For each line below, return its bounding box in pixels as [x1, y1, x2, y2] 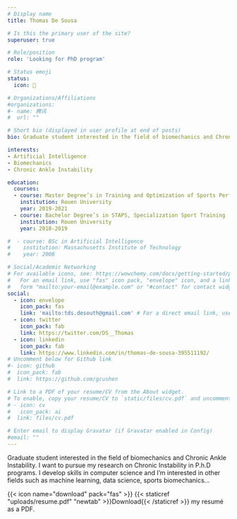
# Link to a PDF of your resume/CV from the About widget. [7, 388, 185, 395]
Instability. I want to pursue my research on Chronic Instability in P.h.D [7, 461, 212, 469]
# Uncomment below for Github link [7, 355, 112, 363]
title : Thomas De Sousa [7, 17, 78, 24]
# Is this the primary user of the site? [7, 30, 131, 37]
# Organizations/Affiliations [7, 94, 97, 101]
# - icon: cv [7, 401, 46, 409]
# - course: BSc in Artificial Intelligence [7, 238, 143, 245]
